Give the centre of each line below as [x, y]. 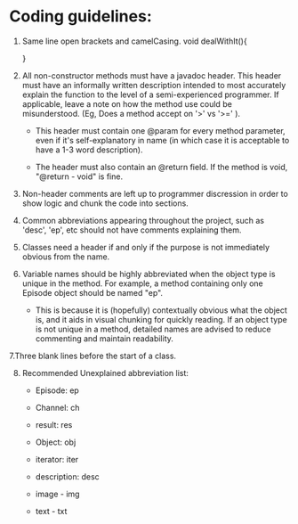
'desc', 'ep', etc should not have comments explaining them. [132, 230]
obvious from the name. [66, 257]
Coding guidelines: [81, 16]
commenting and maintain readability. [104, 338]
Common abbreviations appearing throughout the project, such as [143, 220]
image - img [57, 494]
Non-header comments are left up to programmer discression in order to [155, 193]
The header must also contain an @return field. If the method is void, [161, 167]
